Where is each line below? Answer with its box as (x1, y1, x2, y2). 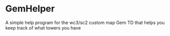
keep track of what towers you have (5, 24, 81, 30)
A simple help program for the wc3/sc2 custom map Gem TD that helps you (5, 19, 165, 25)
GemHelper (5, 3, 55, 14)
